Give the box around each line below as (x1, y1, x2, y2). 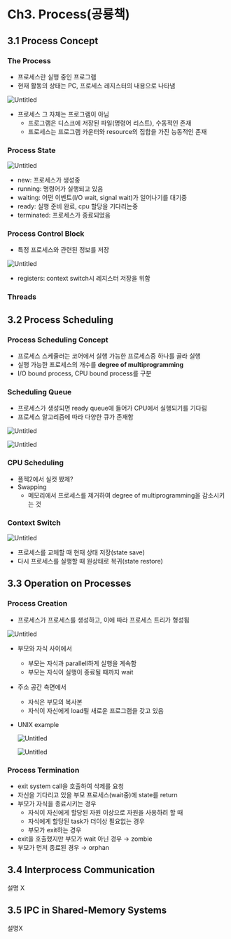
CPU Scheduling (7, 458, 64, 467)
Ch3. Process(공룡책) (7, 6, 130, 22)
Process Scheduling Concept (7, 335, 108, 345)
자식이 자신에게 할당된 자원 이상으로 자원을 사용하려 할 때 (27, 808, 183, 816)
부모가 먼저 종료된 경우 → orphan (17, 843, 110, 851)
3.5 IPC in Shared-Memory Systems (7, 905, 167, 917)
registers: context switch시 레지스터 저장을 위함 (17, 274, 150, 283)
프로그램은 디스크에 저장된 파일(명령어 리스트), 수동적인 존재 (27, 119, 192, 127)
